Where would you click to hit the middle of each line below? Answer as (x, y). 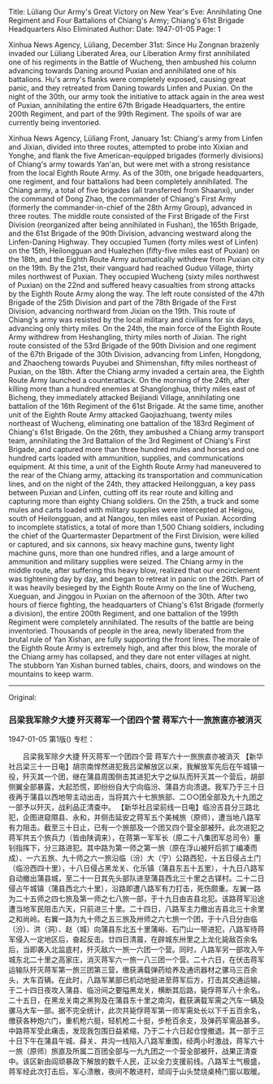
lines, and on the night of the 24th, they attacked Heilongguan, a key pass (132, 484)
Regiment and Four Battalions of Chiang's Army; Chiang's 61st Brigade (126, 20)
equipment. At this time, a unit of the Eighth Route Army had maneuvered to (135, 466)
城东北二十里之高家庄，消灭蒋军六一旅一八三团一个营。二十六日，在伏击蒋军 (136, 960)
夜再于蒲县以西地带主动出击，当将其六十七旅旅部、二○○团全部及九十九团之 (136, 797)
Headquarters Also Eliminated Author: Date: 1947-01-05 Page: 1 (115, 29)
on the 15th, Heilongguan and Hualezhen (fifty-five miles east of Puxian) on (134, 250)
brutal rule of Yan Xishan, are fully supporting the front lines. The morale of (134, 639)
